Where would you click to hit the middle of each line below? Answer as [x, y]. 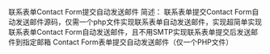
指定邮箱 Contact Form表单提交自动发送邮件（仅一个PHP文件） [127, 42]
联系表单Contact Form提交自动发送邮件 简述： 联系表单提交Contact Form [130, 12]
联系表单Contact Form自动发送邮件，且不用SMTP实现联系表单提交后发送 [130, 32]
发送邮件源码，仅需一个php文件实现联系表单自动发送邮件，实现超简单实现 [139, 22]
